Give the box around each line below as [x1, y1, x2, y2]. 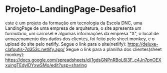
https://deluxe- [127, 41, 158, 47]
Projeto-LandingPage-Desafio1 [5, 3, 136, 15]
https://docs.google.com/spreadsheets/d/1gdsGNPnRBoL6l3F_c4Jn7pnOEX [5, 57, 161, 63]
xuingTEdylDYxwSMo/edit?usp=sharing [5, 62, 87, 68]
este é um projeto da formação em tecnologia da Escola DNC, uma [5, 20, 142, 26]
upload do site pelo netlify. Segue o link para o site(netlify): [5, 41, 126, 47]
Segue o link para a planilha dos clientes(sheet [65, 46, 162, 52]
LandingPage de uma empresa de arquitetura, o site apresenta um [5, 25, 141, 31]
